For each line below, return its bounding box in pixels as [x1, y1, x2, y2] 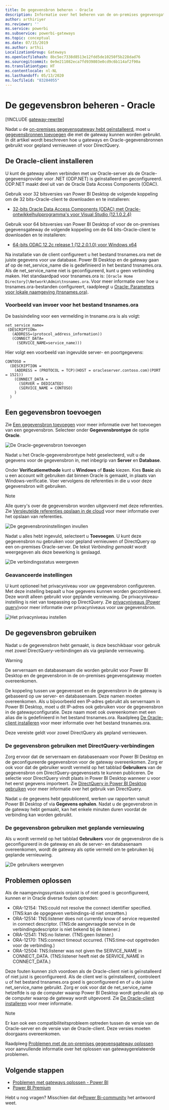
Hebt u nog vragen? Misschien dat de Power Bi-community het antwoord [5, 1094, 155, 1100]
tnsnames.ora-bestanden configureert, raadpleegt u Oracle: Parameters [5, 283, 154, 289]
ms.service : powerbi [5, 26, 49, 31]
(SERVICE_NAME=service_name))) [16, 340, 82, 345]
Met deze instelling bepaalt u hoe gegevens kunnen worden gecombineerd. [5, 588, 162, 594]
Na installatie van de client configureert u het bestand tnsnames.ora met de [5, 251, 162, 258]
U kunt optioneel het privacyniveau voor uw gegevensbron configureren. [5, 583, 156, 589]
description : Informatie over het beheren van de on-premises [5, 12, 138, 17]
